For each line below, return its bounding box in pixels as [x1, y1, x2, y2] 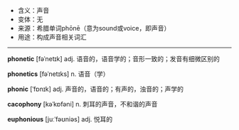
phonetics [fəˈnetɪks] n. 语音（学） [7, 70, 110, 78]
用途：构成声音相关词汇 [17, 33, 87, 41]
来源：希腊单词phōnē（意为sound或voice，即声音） [17, 24, 171, 32]
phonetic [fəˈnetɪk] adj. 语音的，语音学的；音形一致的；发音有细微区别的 [7, 55, 221, 63]
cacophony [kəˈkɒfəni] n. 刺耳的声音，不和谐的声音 [7, 100, 158, 108]
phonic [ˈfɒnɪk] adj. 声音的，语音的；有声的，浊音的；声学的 [7, 85, 184, 93]
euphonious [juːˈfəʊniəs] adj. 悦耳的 [7, 115, 113, 123]
